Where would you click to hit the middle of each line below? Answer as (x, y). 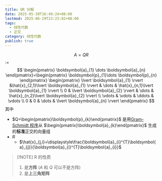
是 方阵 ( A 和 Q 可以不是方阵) (52, 167)
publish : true (19, 41)
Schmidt (20, 125)
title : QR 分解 (20, 9)
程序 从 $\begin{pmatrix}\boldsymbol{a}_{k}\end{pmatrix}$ (88, 125)
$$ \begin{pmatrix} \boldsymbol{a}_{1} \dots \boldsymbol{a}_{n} (81, 70)
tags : (10, 23)
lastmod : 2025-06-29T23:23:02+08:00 (42, 18)
